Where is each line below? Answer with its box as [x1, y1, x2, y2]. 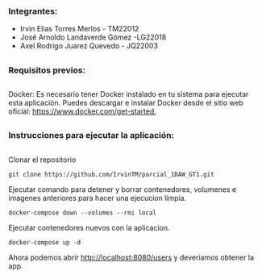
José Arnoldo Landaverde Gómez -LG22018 [19, 32, 167, 42]
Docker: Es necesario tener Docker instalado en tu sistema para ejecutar [8, 90, 249, 99]
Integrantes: [8, 6, 58, 17]
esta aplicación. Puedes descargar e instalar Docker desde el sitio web [8, 98, 244, 108]
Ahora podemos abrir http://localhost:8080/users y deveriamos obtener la [8, 252, 255, 262]
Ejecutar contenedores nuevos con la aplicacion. [8, 223, 171, 232]
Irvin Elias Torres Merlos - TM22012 [19, 24, 139, 34]
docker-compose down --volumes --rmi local [8, 208, 157, 217]
